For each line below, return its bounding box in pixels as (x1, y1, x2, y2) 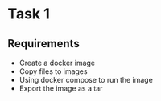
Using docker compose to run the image (19, 75, 154, 84)
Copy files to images (19, 67, 88, 76)
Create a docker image (19, 58, 96, 67)
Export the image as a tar (19, 83, 103, 93)
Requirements (7, 37, 80, 50)
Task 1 (7, 5, 50, 23)
